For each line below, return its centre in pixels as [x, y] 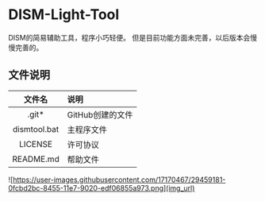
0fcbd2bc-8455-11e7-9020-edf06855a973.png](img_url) [102, 187]
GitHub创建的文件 [100, 114]
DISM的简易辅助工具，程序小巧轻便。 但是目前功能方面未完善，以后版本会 [129, 37]
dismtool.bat [36, 129]
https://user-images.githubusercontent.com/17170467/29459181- [119, 180]
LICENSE [36, 144]
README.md [36, 159]
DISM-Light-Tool [64, 15]
